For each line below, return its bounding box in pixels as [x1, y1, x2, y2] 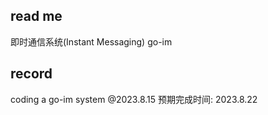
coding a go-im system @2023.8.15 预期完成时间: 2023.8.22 [10, 93, 258, 105]
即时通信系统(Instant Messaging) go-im [10, 35, 173, 48]
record [10, 65, 53, 83]
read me [10, 8, 63, 25]
